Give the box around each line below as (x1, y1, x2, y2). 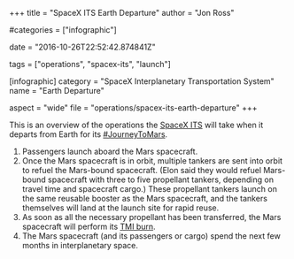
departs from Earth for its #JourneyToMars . (9, 129, 168, 140)
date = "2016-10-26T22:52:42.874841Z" (9, 42, 157, 52)
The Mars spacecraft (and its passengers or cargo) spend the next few (21, 231, 281, 241)
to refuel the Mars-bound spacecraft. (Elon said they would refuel (21, 165, 262, 175)
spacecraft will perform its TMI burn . (21, 221, 157, 232)
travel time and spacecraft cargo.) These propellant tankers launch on (21, 184, 277, 194)
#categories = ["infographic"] (9, 25, 117, 34)
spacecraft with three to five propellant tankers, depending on (47, 174, 275, 185)
